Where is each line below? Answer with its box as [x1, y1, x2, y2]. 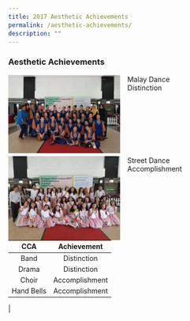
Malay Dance [127, 74, 170, 84]
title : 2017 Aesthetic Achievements [8, 13, 129, 21]
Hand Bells [11, 286, 47, 296]
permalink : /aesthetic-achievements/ [8, 21, 132, 29]
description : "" [8, 29, 61, 37]
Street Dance [127, 155, 170, 165]
